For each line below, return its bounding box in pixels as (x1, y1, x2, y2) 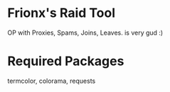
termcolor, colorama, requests (7, 76, 96, 85)
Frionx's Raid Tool (7, 5, 116, 21)
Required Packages (7, 53, 124, 69)
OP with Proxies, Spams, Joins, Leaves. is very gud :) (7, 28, 164, 37)
